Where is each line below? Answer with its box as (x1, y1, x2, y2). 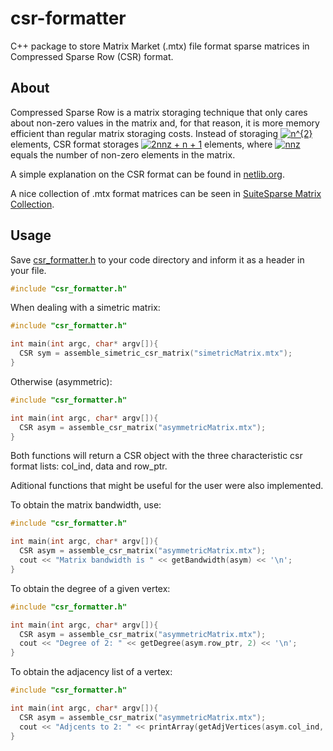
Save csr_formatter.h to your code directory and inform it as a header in (10, 253, 305, 266)
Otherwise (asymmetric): (10, 375, 113, 387)
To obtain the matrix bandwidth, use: (10, 499, 162, 511)
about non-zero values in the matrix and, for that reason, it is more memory (10, 117, 320, 129)
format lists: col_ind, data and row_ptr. (10, 460, 168, 472)
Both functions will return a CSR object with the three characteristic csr (10, 450, 303, 462)
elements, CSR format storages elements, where (10, 138, 273, 150)
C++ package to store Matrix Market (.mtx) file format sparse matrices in (10, 40, 310, 52)
